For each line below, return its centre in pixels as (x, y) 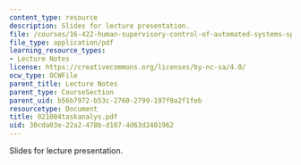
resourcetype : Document (54, 109)
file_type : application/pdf (62, 42)
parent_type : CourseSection (62, 92)
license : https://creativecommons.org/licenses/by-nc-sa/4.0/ (128, 68)
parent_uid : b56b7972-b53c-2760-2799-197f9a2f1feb (106, 100)
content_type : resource (54, 17)
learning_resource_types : (57, 51)
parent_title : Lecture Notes (64, 84)
